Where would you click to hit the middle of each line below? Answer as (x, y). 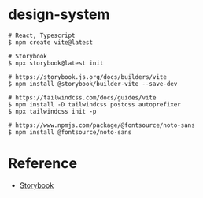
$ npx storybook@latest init (56, 63)
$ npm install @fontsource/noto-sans (70, 132)
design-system (59, 15)
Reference (42, 164)
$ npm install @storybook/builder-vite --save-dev (93, 84)
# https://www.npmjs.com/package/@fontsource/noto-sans (101, 125)
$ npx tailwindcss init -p (52, 111)
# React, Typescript (42, 35)
